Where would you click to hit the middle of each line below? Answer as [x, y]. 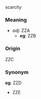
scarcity [13, 7]
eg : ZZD [13, 83]
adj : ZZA [21, 31]
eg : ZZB [28, 36]
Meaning [16, 20]
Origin [13, 49]
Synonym [17, 72]
